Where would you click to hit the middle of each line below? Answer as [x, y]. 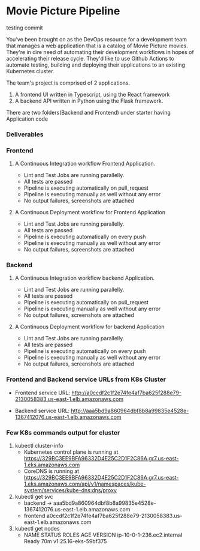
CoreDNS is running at [51, 471]
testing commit [25, 28]
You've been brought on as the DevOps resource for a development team [97, 39]
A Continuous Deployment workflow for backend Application [90, 327]
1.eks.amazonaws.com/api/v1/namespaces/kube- [85, 484]
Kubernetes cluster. [30, 71]
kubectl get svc [34, 497]
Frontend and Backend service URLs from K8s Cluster [86, 379]
